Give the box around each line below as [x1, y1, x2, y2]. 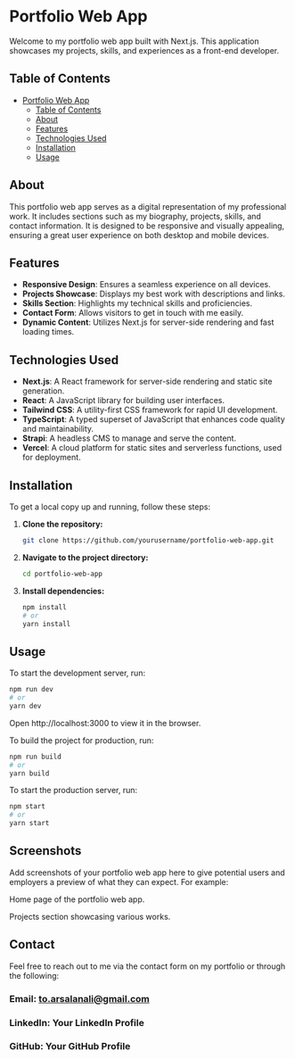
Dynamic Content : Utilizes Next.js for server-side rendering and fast [21, 317, 275, 327]
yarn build [9, 769, 50, 778]
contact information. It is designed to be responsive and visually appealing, [9, 220, 285, 231]
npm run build [9, 752, 62, 761]
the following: [9, 970, 60, 980]
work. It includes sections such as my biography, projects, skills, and [9, 211, 261, 221]
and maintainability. [21, 424, 94, 434]
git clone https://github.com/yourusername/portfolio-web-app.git [21, 536, 275, 545]
